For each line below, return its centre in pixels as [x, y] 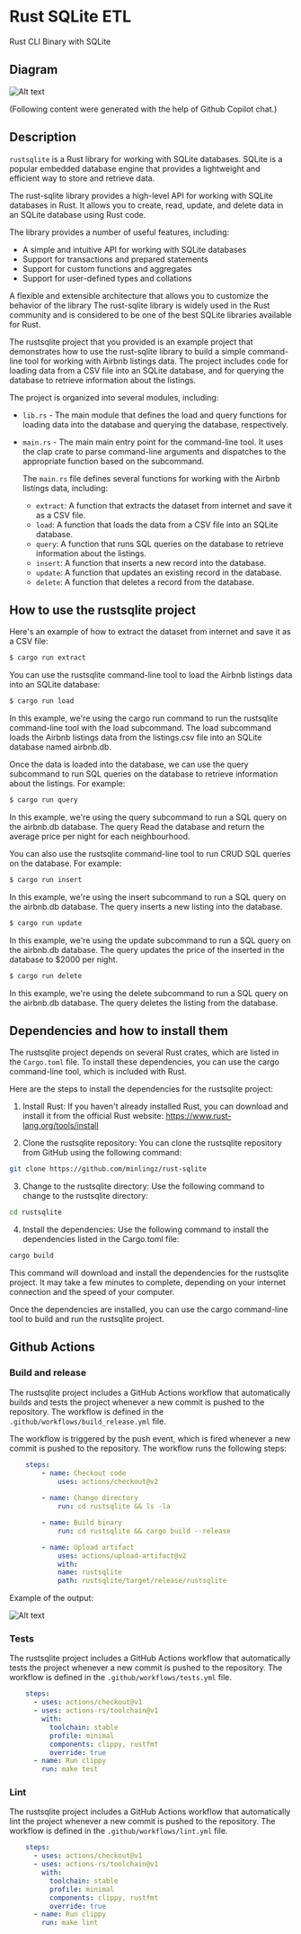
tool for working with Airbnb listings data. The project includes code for [157, 361]
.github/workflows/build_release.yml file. [88, 1421]
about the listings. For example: [67, 784]
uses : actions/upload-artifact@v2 [122, 1556]
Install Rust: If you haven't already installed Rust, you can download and [155, 1106]
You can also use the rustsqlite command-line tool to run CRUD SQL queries [150, 854]
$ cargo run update [46, 923]
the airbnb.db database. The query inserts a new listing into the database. [146, 906]
